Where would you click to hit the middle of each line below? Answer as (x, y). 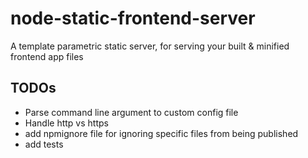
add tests (44, 144)
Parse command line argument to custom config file (131, 112)
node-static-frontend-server (133, 18)
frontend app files (47, 56)
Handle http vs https (66, 123)
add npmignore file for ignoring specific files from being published (161, 133)
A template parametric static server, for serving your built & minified (150, 46)
